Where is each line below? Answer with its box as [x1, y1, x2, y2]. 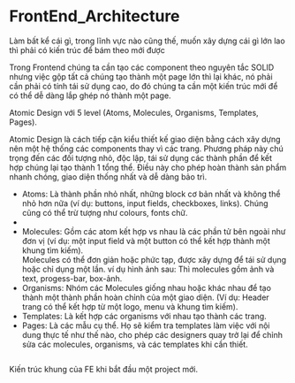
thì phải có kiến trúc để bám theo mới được [9, 44, 165, 55]
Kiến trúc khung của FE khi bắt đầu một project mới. [9, 364, 199, 374]
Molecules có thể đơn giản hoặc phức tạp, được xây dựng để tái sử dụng [21, 254, 287, 264]
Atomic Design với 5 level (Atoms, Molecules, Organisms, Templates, [9, 107, 259, 118]
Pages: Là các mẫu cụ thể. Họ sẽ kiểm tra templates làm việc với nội [21, 320, 270, 331]
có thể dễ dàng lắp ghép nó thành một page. [9, 90, 171, 101]
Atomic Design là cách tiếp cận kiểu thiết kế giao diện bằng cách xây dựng [9, 134, 281, 144]
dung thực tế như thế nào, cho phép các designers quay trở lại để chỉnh [21, 329, 283, 340]
